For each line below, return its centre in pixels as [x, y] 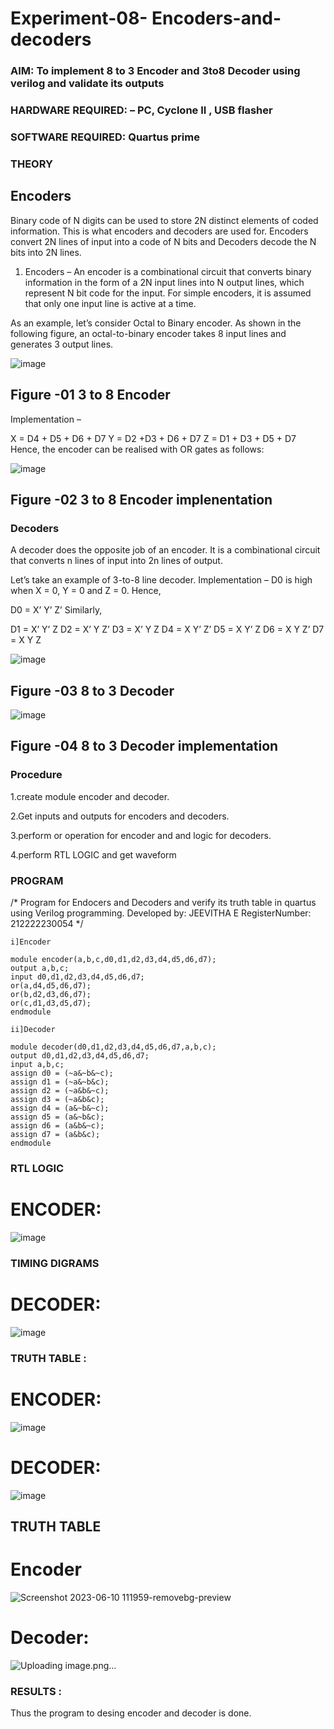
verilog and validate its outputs [87, 84]
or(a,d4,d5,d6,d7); [51, 985]
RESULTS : [36, 1691]
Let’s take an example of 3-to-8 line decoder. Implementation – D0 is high [161, 580]
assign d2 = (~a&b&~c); [60, 1090]
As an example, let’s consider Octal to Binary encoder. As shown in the [156, 323]
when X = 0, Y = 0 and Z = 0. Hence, [86, 591]
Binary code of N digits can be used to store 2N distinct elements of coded [164, 220]
